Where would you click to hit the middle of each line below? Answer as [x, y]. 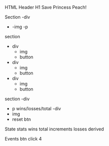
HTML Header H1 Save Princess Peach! [46, 7]
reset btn [21, 119]
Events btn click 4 [23, 139]
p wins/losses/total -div [36, 108]
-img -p [20, 27]
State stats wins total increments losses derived [54, 129]
